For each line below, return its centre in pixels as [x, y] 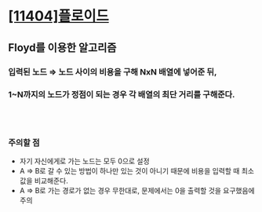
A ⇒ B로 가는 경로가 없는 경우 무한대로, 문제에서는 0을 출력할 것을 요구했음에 [137, 191]
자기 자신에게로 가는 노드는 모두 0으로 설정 [85, 161]
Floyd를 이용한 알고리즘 [62, 48]
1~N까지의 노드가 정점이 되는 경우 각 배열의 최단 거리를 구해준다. [122, 95]
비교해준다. [51, 181]
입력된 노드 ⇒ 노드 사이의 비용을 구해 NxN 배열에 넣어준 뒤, [113, 71]
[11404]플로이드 [59, 16]
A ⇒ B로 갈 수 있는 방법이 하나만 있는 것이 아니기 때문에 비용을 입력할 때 [129, 171]
